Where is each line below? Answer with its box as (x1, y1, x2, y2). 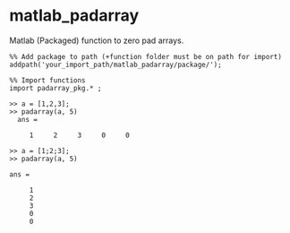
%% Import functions (9, 75, 87, 85)
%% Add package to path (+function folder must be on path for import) (9, 52, 282, 61)
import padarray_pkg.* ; (9, 83, 102, 92)
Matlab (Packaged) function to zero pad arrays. (9, 35, 184, 46)
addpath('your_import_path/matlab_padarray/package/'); (9, 60, 222, 69)
